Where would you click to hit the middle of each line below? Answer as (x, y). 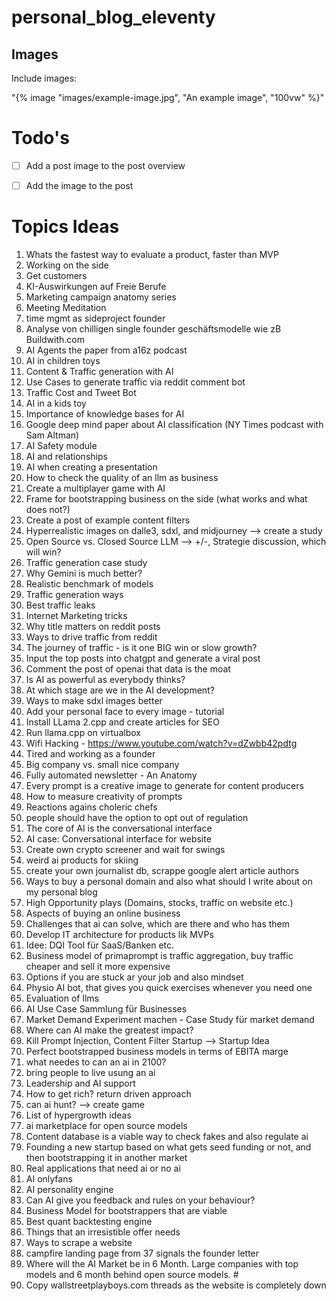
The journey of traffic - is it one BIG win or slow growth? (141, 647)
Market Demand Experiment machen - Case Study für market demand (170, 1019)
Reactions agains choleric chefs (91, 807)
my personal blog (61, 892)
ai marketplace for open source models (106, 1125)
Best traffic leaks (60, 605)
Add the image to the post (79, 185)
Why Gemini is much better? (84, 573)
